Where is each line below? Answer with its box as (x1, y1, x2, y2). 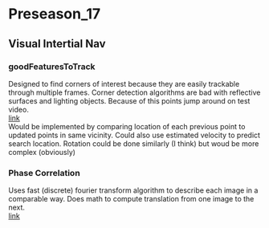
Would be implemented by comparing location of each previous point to (8, 121, 246, 131)
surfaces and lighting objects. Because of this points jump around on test (8, 96, 251, 105)
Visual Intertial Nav (8, 37, 106, 51)
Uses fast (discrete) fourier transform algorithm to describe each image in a (8, 185, 259, 195)
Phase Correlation (8, 167, 80, 178)
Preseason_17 (8, 5, 101, 23)
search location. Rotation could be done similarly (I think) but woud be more (8, 138, 259, 149)
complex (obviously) (8, 147, 76, 157)
